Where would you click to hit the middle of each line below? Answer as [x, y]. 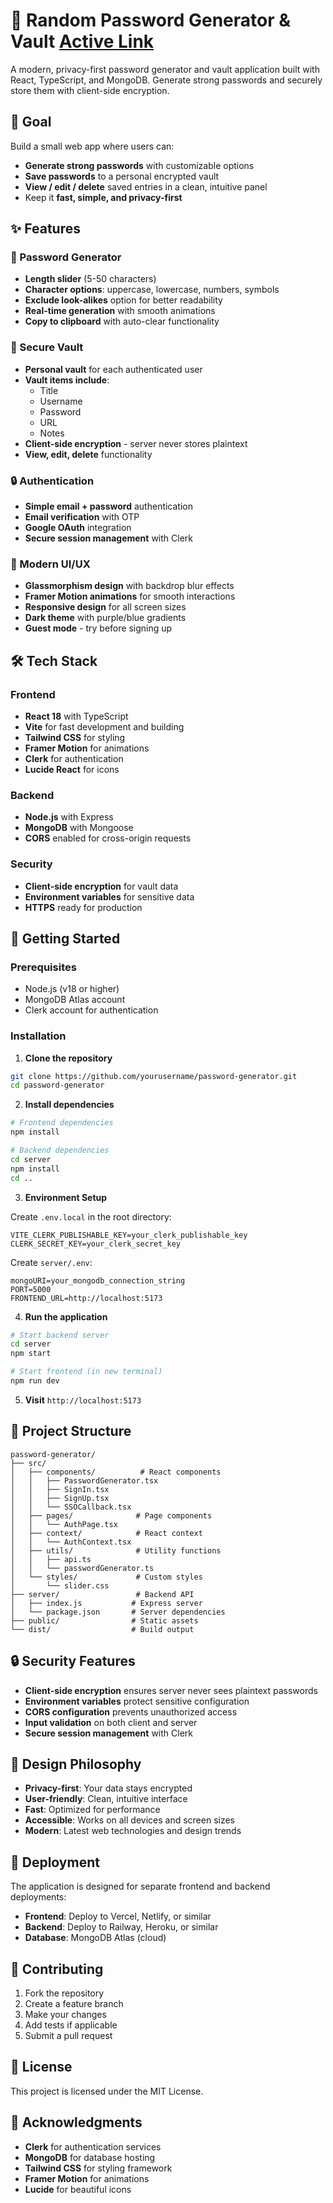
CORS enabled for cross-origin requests [108, 838]
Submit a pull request [68, 2036]
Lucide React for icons [72, 770]
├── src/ [28, 1463]
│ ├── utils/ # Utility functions [116, 1550]
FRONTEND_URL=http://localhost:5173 [86, 1298]
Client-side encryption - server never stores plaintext [136, 443]
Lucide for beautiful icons [78, 2189]
